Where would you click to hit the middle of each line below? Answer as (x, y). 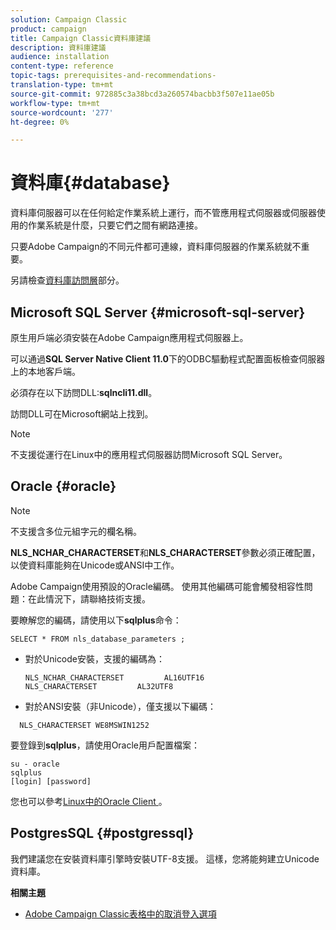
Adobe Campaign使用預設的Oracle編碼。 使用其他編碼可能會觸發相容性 (157, 586)
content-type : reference (62, 66)
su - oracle (35, 764)
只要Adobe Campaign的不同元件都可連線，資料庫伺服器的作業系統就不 (156, 247)
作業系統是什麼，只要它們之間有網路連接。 (115, 225)
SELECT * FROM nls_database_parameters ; (98, 639)
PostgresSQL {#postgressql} (102, 833)
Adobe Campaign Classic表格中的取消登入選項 (120, 913)
